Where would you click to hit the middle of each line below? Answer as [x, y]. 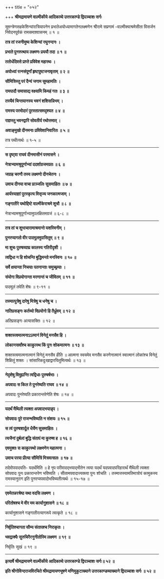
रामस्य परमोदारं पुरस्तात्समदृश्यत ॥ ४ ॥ [35, 111]
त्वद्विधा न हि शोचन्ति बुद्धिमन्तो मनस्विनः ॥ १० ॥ [41, 257]
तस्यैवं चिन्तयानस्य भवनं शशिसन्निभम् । [34, 101]
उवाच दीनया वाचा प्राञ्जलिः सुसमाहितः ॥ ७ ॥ [38, 184]
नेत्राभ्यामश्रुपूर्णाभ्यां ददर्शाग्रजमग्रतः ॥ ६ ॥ [35, 164]
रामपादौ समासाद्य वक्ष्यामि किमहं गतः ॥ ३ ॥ [37, 91]
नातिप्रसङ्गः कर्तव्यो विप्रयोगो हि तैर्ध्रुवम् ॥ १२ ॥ [40, 311]
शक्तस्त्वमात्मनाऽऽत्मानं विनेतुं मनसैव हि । [36, 335]
